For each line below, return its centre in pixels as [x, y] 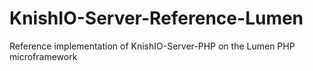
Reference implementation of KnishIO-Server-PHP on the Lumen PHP [152, 46]
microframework [43, 56]
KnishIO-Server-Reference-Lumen [156, 18]
